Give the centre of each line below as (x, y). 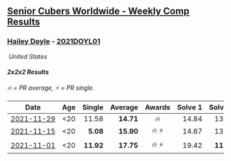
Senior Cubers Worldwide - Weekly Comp (98, 11)
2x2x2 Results (28, 72)
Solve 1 (190, 107)
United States (28, 56)
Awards (157, 107)
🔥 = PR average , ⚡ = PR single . (51, 88)
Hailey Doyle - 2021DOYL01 (54, 42)
